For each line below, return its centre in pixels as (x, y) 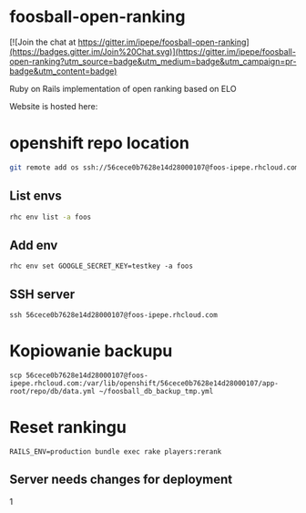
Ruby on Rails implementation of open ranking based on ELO (123, 88)
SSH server (42, 294)
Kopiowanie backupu (91, 351)
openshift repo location (99, 144)
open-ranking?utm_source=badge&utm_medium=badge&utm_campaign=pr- (153, 61)
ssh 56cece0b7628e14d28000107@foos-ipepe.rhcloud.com (114, 315)
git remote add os (44, 167)
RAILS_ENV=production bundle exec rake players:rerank (116, 451)
